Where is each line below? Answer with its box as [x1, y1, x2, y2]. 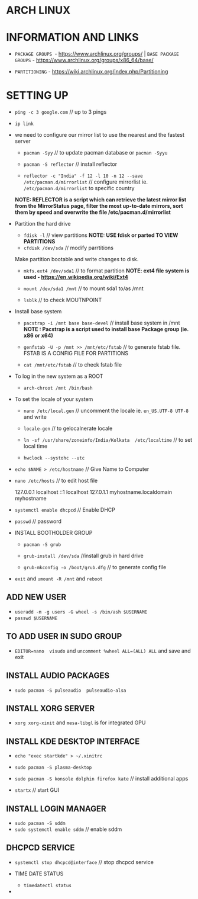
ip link [14, 121, 34, 127]
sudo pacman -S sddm [14, 820, 66, 826]
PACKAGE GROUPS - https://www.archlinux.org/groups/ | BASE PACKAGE [14, 50, 179, 57]
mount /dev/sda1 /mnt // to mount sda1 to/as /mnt [23, 285, 144, 292]
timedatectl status [23, 882, 72, 888]
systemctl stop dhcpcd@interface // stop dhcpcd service [14, 858, 154, 865]
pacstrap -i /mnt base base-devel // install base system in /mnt [23, 319, 180, 326]
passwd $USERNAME [14, 615, 58, 621]
